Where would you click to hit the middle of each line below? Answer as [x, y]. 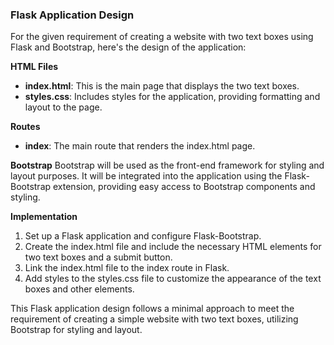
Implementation [44, 217]
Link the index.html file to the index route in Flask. [127, 268]
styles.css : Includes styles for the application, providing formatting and [172, 97]
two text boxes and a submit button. [98, 257]
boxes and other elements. [79, 289]
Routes [25, 127]
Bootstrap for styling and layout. [76, 330]
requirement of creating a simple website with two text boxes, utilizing [154, 319]
